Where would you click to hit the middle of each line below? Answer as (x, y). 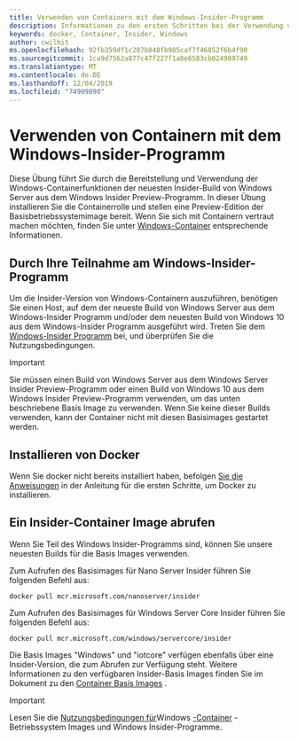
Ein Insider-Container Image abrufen (112, 523)
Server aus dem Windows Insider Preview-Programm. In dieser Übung (137, 198)
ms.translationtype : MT (53, 67)
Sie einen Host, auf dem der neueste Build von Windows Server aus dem (142, 308)
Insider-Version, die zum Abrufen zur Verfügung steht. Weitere (123, 664)
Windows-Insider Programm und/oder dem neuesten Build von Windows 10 (147, 317)
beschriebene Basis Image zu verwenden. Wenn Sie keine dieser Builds (140, 408)
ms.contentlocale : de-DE (55, 75)
